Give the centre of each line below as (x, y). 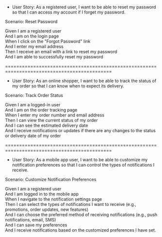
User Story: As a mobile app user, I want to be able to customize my (80, 160)
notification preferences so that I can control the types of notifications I (83, 165)
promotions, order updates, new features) (47, 209)
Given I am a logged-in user (33, 105)
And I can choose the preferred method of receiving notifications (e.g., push (81, 215)
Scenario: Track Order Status (34, 95)
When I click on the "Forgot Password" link (48, 41)
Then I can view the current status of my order (51, 120)
